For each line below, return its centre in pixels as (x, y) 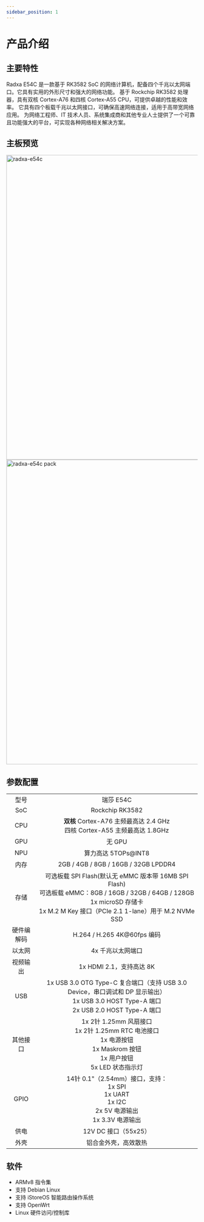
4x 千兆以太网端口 (117, 951)
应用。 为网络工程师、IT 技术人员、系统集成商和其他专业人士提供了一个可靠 (101, 115)
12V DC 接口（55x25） (117, 1131)
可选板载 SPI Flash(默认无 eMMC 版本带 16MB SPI (117, 876)
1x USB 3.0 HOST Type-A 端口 (117, 1001)
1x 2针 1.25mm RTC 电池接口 (117, 1031)
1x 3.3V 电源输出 (117, 1120)
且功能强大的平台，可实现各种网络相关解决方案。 (67, 122)
